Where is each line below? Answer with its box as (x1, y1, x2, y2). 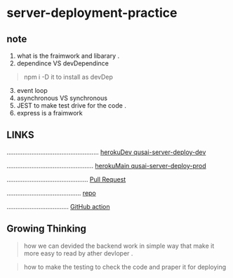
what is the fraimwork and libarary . (16, 51, 120, 60)
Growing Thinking (6, 223, 87, 235)
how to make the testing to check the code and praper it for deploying (23, 263, 227, 271)
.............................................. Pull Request (6, 175, 126, 184)
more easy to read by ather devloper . (23, 248, 133, 258)
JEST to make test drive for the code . (16, 101, 127, 110)
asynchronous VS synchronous (16, 94, 108, 102)
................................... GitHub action (6, 202, 110, 210)
